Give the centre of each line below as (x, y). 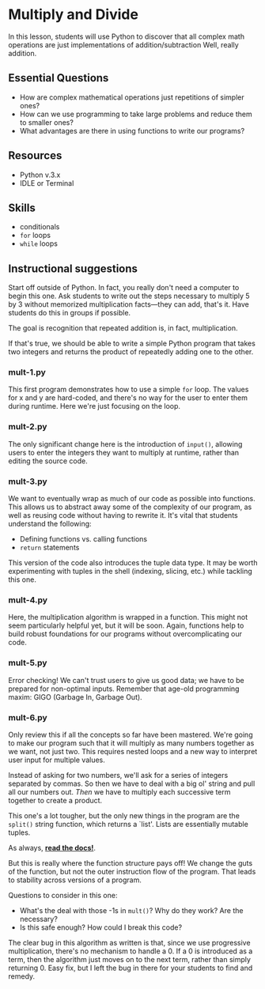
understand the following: (50, 524)
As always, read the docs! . (52, 847)
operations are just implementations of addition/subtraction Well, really (123, 44)
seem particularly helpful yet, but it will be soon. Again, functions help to (126, 625)
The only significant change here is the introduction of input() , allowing (125, 444)
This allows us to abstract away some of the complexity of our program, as (130, 507)
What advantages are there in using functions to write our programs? (132, 130)
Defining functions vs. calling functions (83, 539)
